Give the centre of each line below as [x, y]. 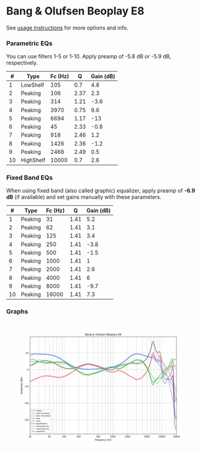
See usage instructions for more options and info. [67, 28]
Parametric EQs [29, 43]
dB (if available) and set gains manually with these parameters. [84, 197]
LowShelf [32, 85]
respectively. [22, 63]
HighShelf [33, 160]
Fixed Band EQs [29, 177]
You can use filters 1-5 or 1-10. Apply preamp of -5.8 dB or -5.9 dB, [89, 57]
